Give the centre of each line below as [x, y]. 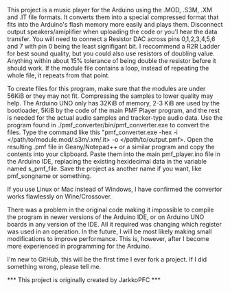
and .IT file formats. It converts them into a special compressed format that [113, 17]
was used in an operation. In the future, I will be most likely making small [110, 231]
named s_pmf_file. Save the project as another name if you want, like [104, 168]
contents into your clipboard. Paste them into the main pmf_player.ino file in [114, 154]
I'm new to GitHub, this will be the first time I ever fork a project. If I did [107, 259]
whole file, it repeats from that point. [58, 75]
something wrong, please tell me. [54, 267]
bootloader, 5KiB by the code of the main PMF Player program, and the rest [114, 110]
